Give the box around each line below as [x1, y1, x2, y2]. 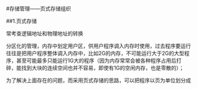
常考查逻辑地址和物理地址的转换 [6, 30, 83, 37]
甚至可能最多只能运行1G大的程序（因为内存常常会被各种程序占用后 [16, 57, 177, 64]
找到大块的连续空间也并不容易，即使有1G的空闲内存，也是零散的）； [21, 64, 185, 71]
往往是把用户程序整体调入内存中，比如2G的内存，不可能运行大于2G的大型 [6, 50, 185, 57]
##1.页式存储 [6, 18, 37, 25]
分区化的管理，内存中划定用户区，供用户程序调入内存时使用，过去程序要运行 [6, 43, 191, 49]
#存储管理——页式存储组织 [6, 5, 72, 12]
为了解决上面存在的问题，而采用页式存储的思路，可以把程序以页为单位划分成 [6, 77, 191, 84]
